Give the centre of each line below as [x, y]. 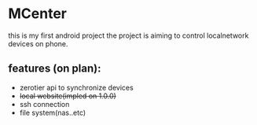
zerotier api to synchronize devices [76, 87]
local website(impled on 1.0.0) [68, 96]
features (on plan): [55, 69]
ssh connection [44, 104]
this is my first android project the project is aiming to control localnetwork [128, 35]
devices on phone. [38, 43]
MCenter [37, 14]
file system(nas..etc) [53, 112]
